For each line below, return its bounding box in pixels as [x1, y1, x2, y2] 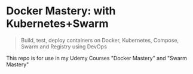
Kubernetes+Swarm [6, 17, 109, 30]
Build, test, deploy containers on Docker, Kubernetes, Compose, [20, 36, 179, 44]
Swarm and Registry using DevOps [20, 43, 108, 50]
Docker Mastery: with [6, 4, 116, 18]
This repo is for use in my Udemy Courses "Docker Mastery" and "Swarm [6, 54, 187, 61]
